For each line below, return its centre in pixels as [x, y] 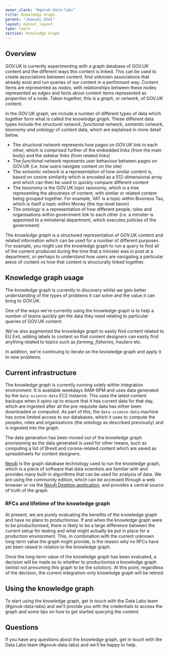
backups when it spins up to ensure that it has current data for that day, [79, 401]
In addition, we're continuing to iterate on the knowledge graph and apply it [83, 351]
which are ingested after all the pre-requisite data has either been [73, 406]
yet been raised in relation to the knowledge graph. [58, 547]
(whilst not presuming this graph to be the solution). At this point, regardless [84, 567]
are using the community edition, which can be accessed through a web [80, 480]
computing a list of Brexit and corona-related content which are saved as [81, 448]
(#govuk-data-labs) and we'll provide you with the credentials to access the [84, 606]
